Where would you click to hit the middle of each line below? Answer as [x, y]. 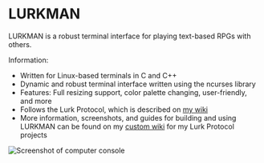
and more [36, 101]
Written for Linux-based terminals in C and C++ [98, 75]
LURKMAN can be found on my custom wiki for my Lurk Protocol [127, 126]
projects [34, 135]
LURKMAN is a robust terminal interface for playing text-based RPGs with [130, 36]
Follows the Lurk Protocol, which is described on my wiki [114, 109]
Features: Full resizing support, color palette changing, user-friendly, [133, 92]
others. [20, 44]
